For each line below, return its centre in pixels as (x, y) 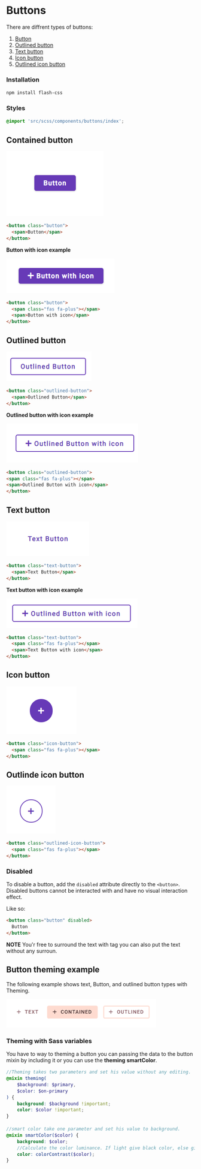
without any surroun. (32, 951)
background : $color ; (42, 1141)
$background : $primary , (47, 1085)
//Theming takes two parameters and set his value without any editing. (99, 1072)
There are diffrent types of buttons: (50, 27)
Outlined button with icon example (50, 415)
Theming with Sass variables (49, 1041)
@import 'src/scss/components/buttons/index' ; (65, 121)
